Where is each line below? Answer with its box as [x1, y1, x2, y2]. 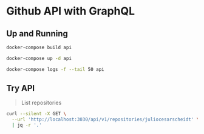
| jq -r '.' [12, 122, 42, 129]
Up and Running [6, 28, 69, 39]
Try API [6, 83, 35, 93]
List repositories [21, 99, 62, 107]
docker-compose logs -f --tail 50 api [6, 66, 104, 72]
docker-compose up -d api [6, 55, 72, 61]
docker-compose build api [6, 44, 72, 50]
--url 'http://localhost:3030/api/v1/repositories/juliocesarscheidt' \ [12, 116, 200, 122]
